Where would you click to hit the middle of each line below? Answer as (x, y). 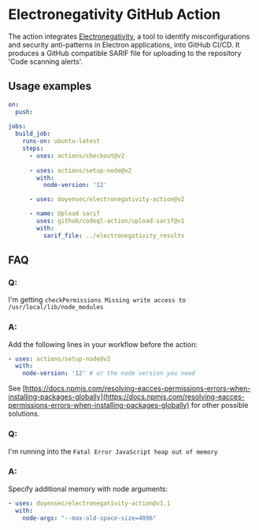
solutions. (24, 414)
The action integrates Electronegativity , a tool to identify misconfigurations (129, 36)
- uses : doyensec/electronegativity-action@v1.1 (89, 503)
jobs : (17, 127)
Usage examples (50, 86)
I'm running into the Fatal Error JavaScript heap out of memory (113, 451)
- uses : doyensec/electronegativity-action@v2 (107, 200)
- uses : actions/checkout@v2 (77, 155)
